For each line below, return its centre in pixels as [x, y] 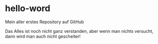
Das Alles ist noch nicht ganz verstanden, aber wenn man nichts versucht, [79, 31]
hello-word [28, 8]
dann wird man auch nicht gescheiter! [43, 36]
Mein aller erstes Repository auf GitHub [44, 22]
